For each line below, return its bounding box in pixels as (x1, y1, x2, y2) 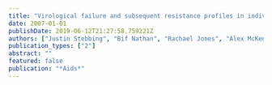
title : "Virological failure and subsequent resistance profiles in (8, 11, 244, 20)
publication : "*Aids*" (8, 65, 85, 73)
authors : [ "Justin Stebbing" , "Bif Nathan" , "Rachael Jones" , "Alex (8, 34, 244, 43)
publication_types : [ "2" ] (8, 42, 96, 50)
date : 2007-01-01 (8, 19, 67, 28)
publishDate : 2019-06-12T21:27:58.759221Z (8, 27, 154, 35)
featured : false (8, 57, 63, 66)
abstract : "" (8, 49, 53, 57)
